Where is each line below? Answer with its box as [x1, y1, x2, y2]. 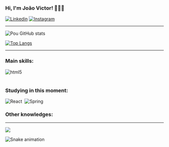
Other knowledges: [5, 111, 53, 118]
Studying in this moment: [5, 87, 68, 94]
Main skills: [5, 57, 34, 64]
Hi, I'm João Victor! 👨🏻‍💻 [5, 5, 64, 12]
